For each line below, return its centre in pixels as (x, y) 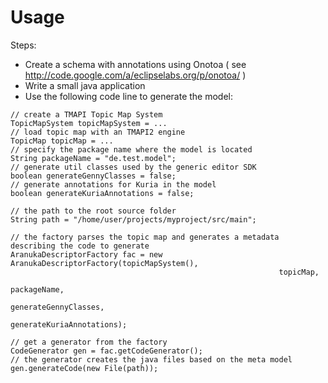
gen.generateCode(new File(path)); (84, 368)
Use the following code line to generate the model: (129, 96)
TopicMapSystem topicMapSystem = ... (89, 123)
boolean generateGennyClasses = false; (93, 176)
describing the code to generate (80, 246)
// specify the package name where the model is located (131, 149)
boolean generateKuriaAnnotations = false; (102, 193)
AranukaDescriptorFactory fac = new (86, 254)
